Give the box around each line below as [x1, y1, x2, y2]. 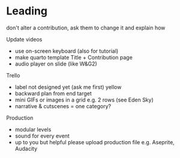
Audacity [14, 145, 38, 152]
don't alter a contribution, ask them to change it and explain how [6, 24, 166, 31]
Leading [6, 4, 48, 18]
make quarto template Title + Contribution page [14, 53, 133, 61]
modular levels [14, 126, 52, 133]
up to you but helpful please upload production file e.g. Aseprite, [14, 138, 175, 145]
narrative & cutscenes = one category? [14, 102, 112, 109]
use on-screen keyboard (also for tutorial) [14, 47, 119, 55]
